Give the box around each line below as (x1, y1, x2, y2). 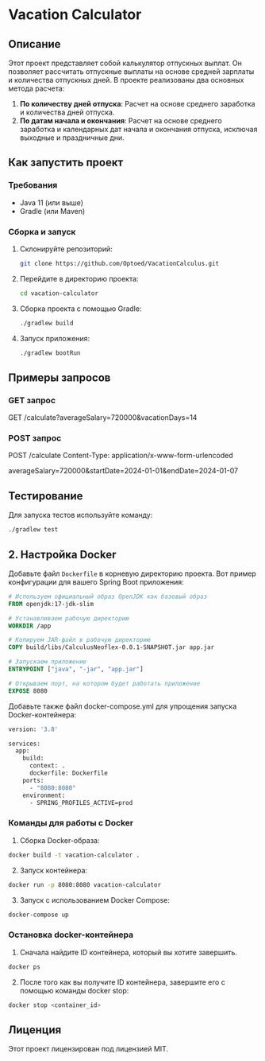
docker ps (8, 962, 41, 971)
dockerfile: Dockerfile (29, 769, 109, 777)
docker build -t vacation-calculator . (8, 851, 140, 859)
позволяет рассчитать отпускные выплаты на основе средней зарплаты (8, 67, 255, 76)
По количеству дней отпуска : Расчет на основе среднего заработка (19, 99, 255, 108)
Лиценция (8, 1023, 62, 1036)
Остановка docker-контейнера (8, 929, 134, 940)
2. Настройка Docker (8, 547, 117, 562)
